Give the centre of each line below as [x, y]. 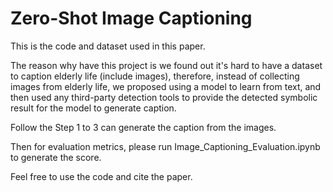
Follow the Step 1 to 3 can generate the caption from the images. [143, 127]
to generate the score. [56, 157]
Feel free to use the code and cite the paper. [101, 176]
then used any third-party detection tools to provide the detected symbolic [164, 97]
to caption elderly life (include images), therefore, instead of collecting [155, 76]
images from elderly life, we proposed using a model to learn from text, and [166, 86]
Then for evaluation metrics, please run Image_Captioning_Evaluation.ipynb [165, 146]
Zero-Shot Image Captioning [131, 18]
